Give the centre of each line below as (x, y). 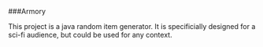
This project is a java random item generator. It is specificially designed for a (132, 26)
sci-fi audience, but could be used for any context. (90, 35)
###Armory (27, 11)
